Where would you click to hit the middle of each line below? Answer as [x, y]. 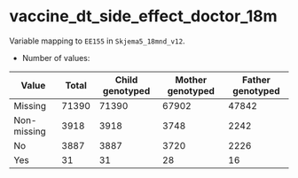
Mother [191, 80]
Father [256, 80]
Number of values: [56, 58]
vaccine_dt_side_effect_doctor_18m [143, 16]
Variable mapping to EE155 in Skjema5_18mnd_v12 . [97, 41]
